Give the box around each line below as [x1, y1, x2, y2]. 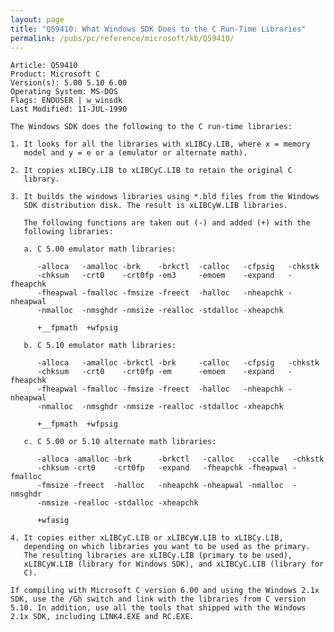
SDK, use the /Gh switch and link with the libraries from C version [10, 594, 307, 605]
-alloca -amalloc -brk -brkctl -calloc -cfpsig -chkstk [36, 262, 320, 272]
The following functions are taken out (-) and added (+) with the [23, 218, 311, 228]
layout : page [10, 14, 65, 25]
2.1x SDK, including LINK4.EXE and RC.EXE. [10, 612, 195, 622]
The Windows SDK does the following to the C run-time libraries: [10, 122, 293, 132]
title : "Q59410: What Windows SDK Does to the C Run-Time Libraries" [10, 24, 307, 34]
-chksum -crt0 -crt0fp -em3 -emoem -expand [36, 271, 275, 281]
